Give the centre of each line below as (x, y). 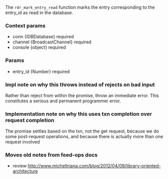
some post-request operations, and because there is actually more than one (84, 137)
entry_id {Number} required (41, 71)
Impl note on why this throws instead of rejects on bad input (80, 84)
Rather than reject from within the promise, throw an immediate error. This (82, 95)
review (19, 166)
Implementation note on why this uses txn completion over (79, 114)
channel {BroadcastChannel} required (52, 42)
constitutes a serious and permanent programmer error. (63, 101)
